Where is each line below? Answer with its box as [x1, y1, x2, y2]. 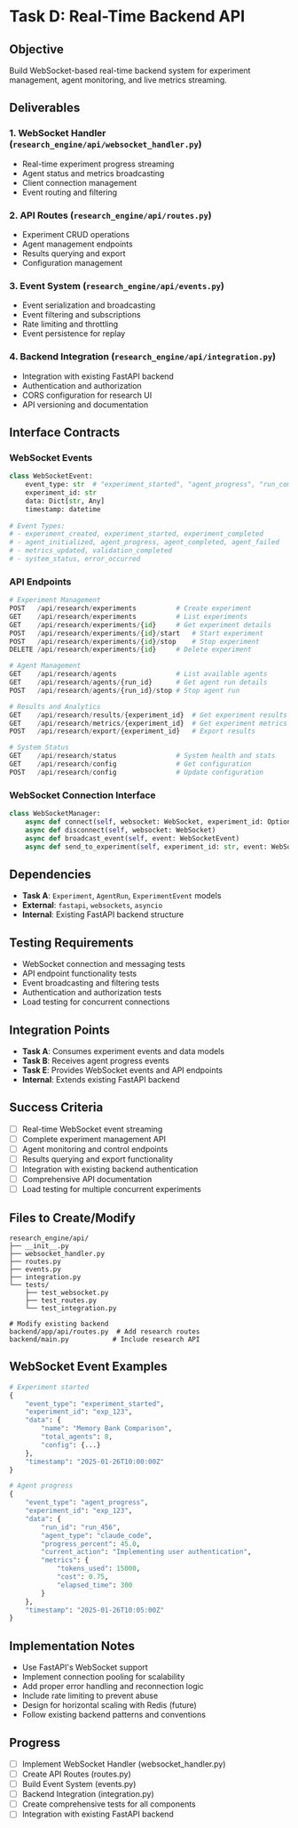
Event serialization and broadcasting [21, 300, 156, 310]
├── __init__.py [9, 1241, 69, 1251]
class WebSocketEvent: [9, 471, 93, 481]
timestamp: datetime [25, 504, 101, 513]
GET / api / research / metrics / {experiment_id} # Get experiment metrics [9, 719, 288, 728]
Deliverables [9, 101, 81, 116]
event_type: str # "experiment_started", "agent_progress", [25, 480, 255, 489]
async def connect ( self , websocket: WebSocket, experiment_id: [25, 817, 264, 826]
